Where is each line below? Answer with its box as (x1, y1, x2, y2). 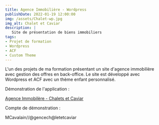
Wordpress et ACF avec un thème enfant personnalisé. (5, 76, 116, 82)
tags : (5, 35, 16, 40)
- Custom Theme (5, 52, 36, 58)
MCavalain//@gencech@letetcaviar (5, 115, 77, 121)
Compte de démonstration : (5, 105, 61, 111)
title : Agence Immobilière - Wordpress (5, 7, 87, 12)
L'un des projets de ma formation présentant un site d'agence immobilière (5, 66, 155, 72)
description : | (5, 25, 36, 30)
